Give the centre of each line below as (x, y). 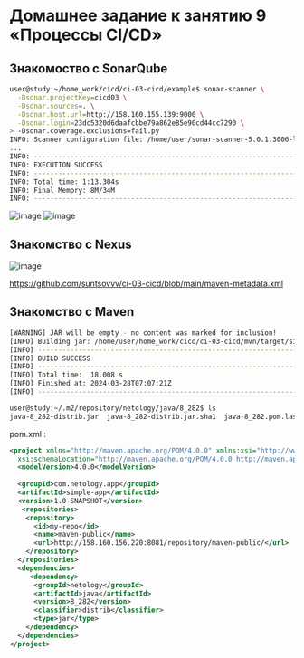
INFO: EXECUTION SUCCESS (56, 165)
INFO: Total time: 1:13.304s (64, 182)
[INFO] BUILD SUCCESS (50, 358)
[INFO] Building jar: (50, 341)
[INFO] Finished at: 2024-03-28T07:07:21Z (90, 384)
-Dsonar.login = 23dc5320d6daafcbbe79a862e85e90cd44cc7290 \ (131, 123)
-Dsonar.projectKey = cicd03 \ (72, 97)
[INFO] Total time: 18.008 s (66, 375)
